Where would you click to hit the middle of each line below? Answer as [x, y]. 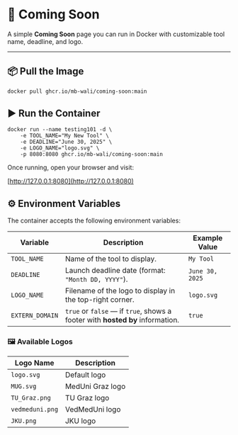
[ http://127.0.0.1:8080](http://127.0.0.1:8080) [71, 181]
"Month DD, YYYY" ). [96, 279]
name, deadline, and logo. [45, 41]
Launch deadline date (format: [115, 271]
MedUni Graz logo [95, 386]
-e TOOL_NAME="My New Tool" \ [65, 136]
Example [208, 238]
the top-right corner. [100, 300]
